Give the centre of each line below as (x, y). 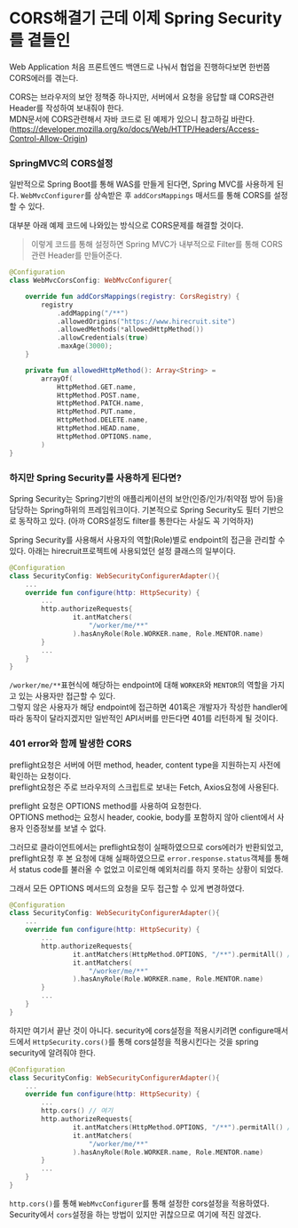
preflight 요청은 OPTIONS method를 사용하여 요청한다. (106, 806)
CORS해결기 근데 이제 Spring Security (145, 18)
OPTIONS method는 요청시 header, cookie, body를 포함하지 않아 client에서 (142, 817)
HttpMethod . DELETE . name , (102, 420)
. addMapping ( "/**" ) (92, 313)
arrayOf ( (57, 379)
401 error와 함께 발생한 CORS (71, 743)
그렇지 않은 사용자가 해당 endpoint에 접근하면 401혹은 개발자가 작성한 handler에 (149, 707)
